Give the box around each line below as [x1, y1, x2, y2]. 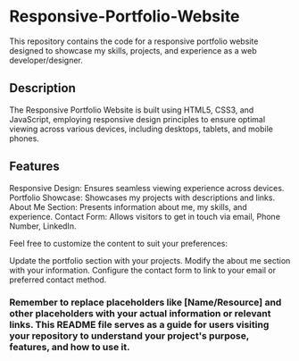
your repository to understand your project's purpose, [9, 330, 250, 342]
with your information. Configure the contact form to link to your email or [9, 264, 277, 275]
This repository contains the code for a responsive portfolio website [9, 36, 259, 46]
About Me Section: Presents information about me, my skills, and [9, 201, 247, 212]
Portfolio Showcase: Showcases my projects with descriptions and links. [9, 192, 275, 203]
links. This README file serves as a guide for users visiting [9, 319, 270, 332]
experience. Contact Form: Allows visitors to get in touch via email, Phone [9, 211, 281, 222]
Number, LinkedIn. [9, 221, 77, 231]
